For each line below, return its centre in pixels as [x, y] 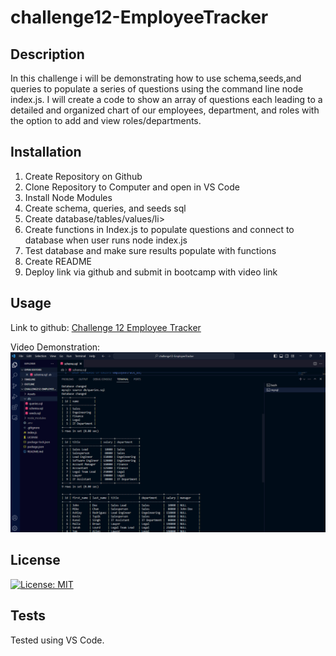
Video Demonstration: [55, 347]
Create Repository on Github [83, 176]
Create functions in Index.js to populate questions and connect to [159, 229]
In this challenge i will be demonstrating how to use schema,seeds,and [156, 78]
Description [47, 54]
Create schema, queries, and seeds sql [105, 208]
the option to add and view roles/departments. [106, 120]
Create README [58, 261]
